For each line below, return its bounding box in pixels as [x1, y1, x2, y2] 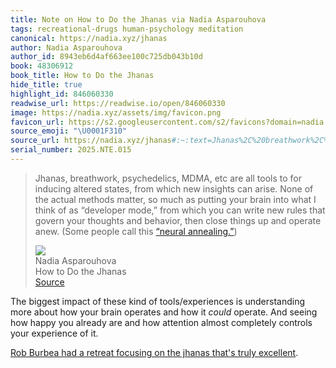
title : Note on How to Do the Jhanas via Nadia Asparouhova [10, 14, 267, 25]
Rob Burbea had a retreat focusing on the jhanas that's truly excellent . [10, 346, 299, 358]
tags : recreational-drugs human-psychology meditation [10, 24, 244, 34]
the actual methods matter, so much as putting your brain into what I [34, 193, 317, 205]
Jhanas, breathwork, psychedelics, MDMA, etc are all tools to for [34, 172, 302, 184]
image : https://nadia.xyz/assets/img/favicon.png [10, 107, 222, 118]
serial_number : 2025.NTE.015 [10, 145, 132, 155]
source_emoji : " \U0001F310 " [10, 126, 128, 136]
